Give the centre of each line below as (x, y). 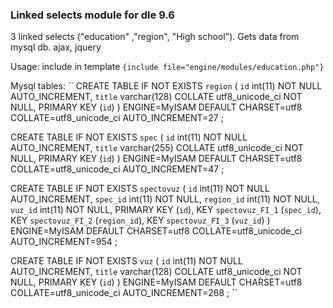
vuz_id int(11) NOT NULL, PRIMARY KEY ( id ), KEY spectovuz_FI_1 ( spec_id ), (166, 210)
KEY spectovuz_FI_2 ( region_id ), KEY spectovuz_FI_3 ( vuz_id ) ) (140, 220)
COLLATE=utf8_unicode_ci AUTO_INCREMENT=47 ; (117, 169)
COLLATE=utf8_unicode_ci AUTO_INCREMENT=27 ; (117, 118)
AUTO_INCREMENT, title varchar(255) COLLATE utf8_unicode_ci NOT (157, 148)
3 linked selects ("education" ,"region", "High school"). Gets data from (155, 37)
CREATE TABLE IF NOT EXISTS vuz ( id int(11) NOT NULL (126, 261)
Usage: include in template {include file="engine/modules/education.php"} (167, 67)
